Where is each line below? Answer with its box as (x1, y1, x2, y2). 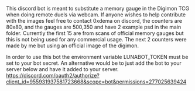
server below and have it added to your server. (6, 66, 119, 72)
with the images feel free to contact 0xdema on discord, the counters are (6, 17, 183, 24)
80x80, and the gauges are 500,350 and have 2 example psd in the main (6, 23, 182, 30)
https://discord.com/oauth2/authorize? (6, 72, 100, 79)
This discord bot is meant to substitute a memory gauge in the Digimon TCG (6, 5, 190, 12)
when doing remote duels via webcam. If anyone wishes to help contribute (6, 11, 186, 18)
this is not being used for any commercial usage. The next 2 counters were (6, 36, 187, 43)
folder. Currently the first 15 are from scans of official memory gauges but (6, 30, 184, 37)
